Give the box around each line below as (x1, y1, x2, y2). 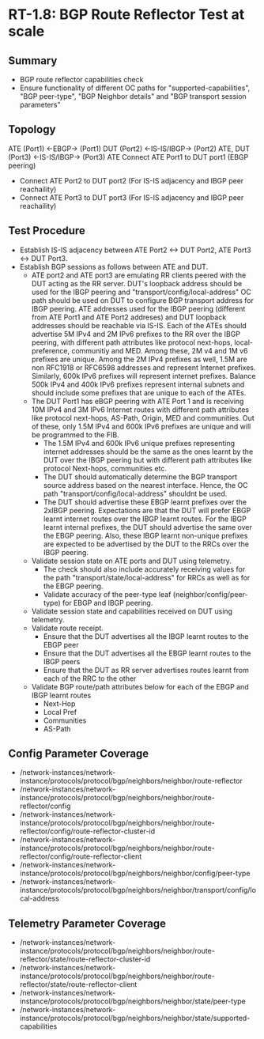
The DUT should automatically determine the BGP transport (43, 472, 237, 482)
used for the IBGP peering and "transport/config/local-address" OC (31, 287, 251, 297)
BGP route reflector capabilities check (19, 75, 144, 84)
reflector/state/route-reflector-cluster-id (19, 954, 151, 964)
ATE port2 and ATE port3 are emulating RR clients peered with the (31, 270, 247, 280)
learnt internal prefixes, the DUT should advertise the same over (43, 522, 253, 531)
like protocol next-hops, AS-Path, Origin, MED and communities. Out (31, 413, 255, 422)
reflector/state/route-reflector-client (19, 980, 138, 989)
